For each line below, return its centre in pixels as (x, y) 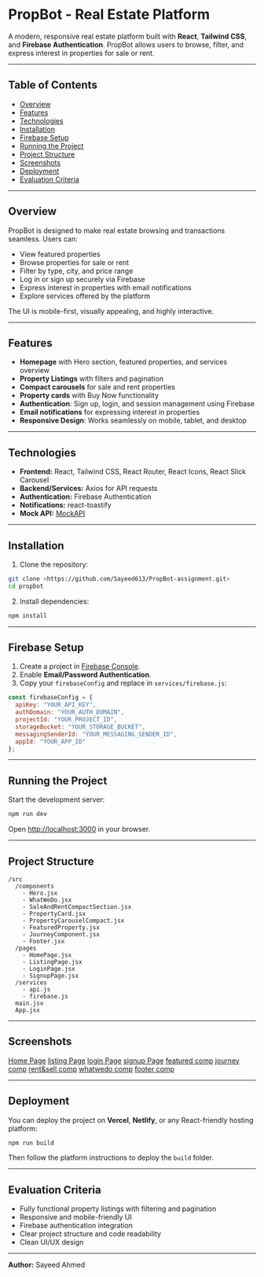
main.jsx (29, 1003)
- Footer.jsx (44, 941)
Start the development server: (57, 799)
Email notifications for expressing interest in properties (110, 412)
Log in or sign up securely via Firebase (82, 279)
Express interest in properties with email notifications (105, 287)
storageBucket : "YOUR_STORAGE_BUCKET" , (81, 727)
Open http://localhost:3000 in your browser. (79, 829)
